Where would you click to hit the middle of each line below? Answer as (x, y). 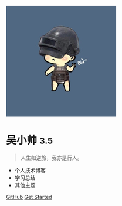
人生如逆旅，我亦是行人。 (51, 158)
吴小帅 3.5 (30, 140)
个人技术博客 (30, 170)
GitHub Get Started (29, 197)
